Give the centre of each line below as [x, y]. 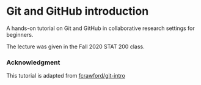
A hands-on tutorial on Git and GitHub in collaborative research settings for [101, 28]
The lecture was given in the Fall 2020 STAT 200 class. [75, 46]
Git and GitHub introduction [78, 11]
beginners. [20, 34]
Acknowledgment [33, 62]
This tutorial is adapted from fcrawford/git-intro [66, 76]
